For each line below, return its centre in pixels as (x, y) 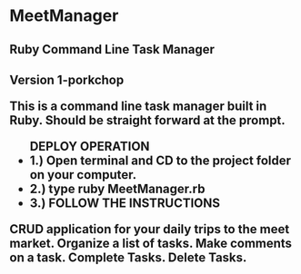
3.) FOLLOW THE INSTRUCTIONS (125, 203)
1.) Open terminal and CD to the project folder (161, 160)
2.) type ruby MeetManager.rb (117, 188)
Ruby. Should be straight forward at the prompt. (148, 120)
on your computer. (83, 175)
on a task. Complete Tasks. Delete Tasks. (128, 257)
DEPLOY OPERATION (90, 146)
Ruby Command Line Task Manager (112, 49)
